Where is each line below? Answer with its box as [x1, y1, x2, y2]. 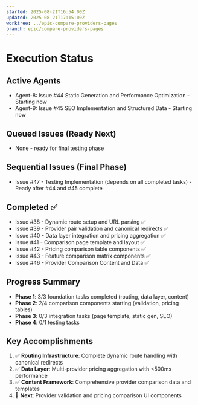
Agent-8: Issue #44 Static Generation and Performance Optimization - [14, 92, 190, 99]
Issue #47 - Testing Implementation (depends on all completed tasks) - [14, 178, 192, 185]
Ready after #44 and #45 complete [14, 184, 103, 192]
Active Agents [6, 76, 61, 86]
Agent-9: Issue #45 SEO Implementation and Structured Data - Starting [14, 105, 192, 112]
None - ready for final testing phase [14, 144, 104, 152]
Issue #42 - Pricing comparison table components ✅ [14, 245, 146, 253]
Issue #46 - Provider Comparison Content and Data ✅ [14, 259, 150, 266]
